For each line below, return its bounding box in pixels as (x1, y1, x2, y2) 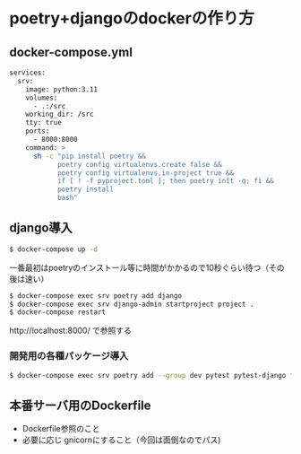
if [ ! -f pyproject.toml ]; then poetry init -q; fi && (56, 177, 275, 186)
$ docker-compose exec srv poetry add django (9, 291, 182, 301)
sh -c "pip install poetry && (32, 152, 146, 161)
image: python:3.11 (25, 84, 99, 94)
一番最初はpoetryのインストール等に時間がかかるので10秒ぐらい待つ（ (9, 262, 270, 273)
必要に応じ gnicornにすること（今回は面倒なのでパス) (21, 434, 221, 445)
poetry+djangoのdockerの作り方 (9, 8, 255, 29)
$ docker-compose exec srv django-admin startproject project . (9, 300, 254, 309)
